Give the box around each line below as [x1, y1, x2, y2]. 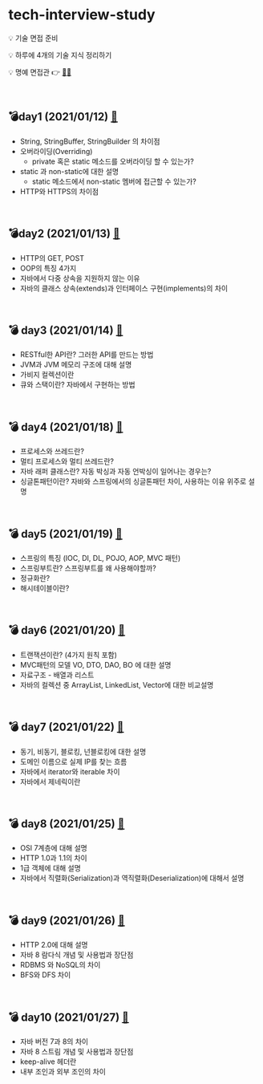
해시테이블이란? [19, 583, 70, 593]
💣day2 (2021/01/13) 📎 [8, 227, 120, 241]
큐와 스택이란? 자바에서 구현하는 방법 [19, 380, 136, 390]
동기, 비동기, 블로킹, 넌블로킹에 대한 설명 [19, 746, 147, 756]
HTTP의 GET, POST [19, 253, 85, 262]
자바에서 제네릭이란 [19, 777, 81, 786]
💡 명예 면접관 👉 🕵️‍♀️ [8, 67, 72, 77]
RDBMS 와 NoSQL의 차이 [19, 960, 101, 970]
